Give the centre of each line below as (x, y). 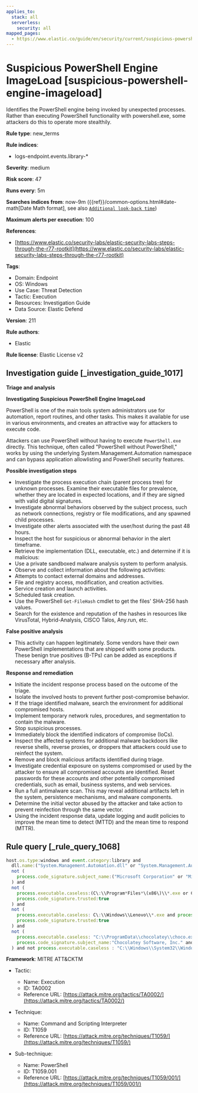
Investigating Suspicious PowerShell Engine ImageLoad (76, 399)
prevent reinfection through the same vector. (69, 809)
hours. (22, 532)
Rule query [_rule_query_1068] (63, 847)
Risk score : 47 (24, 179)
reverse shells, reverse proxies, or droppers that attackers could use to (100, 747)
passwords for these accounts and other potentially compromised (95, 778)
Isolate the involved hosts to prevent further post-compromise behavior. (102, 696)
